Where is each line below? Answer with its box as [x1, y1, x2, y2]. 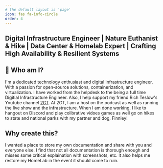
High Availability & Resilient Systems [5, 49, 119, 57]
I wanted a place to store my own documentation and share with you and [5, 142, 152, 148]
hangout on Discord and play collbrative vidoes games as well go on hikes [5, 110, 155, 116]
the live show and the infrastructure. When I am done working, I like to [5, 105, 147, 111]
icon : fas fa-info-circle [5, 12, 58, 17]
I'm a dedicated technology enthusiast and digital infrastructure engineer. [5, 79, 153, 85]
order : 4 [5, 16, 23, 21]
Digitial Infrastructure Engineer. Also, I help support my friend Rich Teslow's [5, 94, 158, 100]
